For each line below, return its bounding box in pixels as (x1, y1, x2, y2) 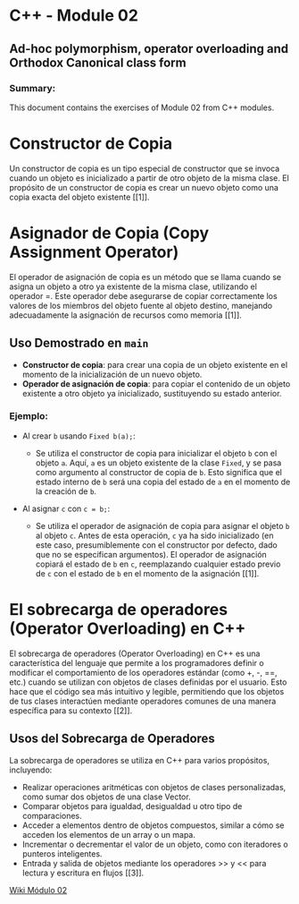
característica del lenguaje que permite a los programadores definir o (9, 657, 265, 668)
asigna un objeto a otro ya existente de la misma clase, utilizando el (9, 281, 257, 292)
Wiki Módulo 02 (9, 884, 68, 895)
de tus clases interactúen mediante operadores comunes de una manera (9, 695, 277, 706)
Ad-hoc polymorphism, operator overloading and (9, 41, 289, 56)
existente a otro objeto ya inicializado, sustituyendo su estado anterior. (21, 388, 282, 398)
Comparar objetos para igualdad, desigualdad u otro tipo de (21, 800, 243, 811)
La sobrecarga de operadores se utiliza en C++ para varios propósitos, (9, 755, 270, 765)
